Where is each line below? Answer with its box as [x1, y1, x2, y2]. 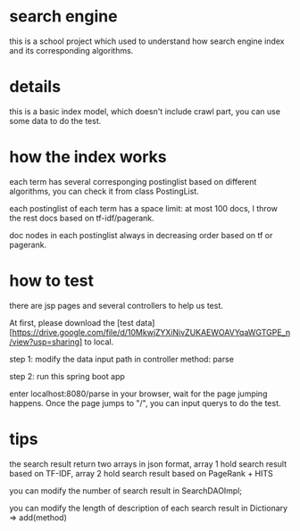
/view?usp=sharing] [9, 336, 83, 347]
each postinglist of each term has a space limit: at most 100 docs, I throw [9, 203, 279, 213]
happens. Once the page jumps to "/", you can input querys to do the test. [9, 397, 281, 408]
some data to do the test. [9, 115, 102, 126]
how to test [9, 270, 95, 291]
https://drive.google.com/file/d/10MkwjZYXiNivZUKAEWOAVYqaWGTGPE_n [12, 327, 291, 337]
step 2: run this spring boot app [9, 370, 125, 381]
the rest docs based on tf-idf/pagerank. [9, 212, 154, 223]
